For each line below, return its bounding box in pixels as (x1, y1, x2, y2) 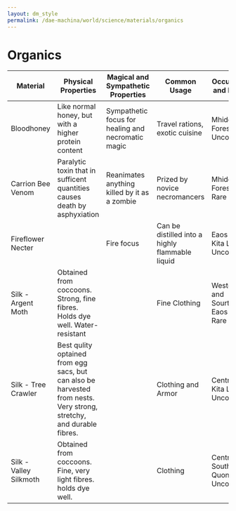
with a (57, 119, 77, 129)
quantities (57, 183, 90, 193)
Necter (11, 243, 34, 253)
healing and (106, 124, 145, 133)
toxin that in (57, 166, 96, 175)
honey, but (57, 110, 93, 120)
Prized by (157, 175, 188, 185)
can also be (57, 376, 96, 385)
